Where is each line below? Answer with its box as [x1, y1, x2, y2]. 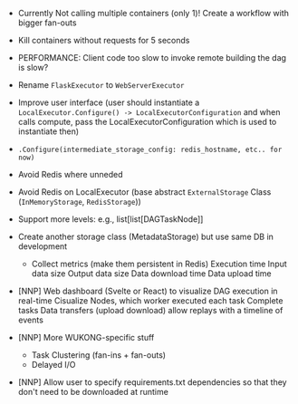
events [17, 314, 43, 325]
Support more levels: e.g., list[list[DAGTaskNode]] [17, 214, 204, 225]
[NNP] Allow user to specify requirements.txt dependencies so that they [17, 377, 287, 388]
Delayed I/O [31, 360, 76, 370]
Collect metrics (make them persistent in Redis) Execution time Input [31, 258, 287, 269]
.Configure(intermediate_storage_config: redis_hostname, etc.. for [17, 145, 283, 154]
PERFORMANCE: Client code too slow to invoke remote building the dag [17, 53, 287, 63]
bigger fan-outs [17, 17, 77, 28]
